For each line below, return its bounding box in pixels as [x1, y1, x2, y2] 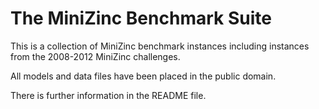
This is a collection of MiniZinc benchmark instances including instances [10, 40, 310, 52]
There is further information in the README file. [10, 89, 207, 101]
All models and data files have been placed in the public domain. [10, 70, 277, 82]
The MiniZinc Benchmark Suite [10, 7, 272, 30]
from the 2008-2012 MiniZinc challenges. [10, 50, 181, 62]
